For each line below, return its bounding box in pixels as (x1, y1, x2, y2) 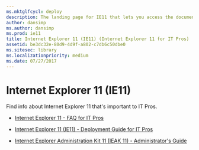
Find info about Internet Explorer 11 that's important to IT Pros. (6, 103, 158, 110)
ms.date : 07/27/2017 (6, 58, 57, 64)
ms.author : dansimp (6, 25, 54, 31)
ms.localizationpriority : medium (6, 53, 89, 58)
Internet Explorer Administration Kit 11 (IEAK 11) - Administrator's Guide (14, 137, 188, 145)
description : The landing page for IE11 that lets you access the (6, 14, 174, 20)
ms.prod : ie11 (6, 31, 41, 37)
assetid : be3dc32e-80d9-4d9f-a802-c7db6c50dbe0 (6, 42, 126, 48)
